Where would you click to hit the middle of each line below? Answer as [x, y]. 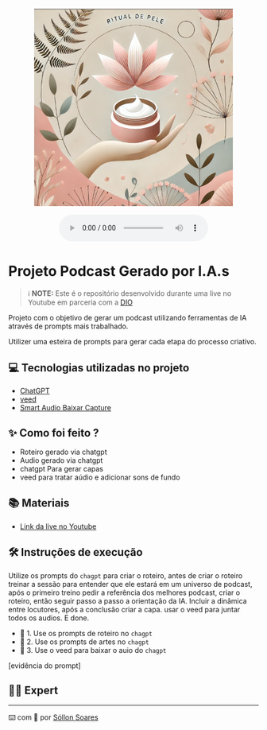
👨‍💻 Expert [33, 691]
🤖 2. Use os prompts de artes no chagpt [84, 642]
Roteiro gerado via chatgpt [63, 452]
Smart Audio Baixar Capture [65, 408]
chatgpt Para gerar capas [61, 469]
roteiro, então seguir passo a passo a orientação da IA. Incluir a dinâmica [128, 600]
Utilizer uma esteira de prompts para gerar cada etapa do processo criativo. [132, 342]
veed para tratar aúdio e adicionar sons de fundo [100, 477]
